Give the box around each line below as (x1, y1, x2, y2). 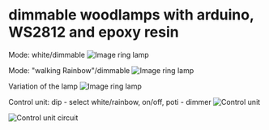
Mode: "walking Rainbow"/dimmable (8, 65, 130, 75)
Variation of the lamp (8, 81, 79, 91)
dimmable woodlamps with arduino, (8, 6, 254, 24)
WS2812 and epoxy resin (8, 23, 180, 41)
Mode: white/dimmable (8, 50, 85, 59)
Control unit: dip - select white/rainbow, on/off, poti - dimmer (8, 97, 212, 106)
